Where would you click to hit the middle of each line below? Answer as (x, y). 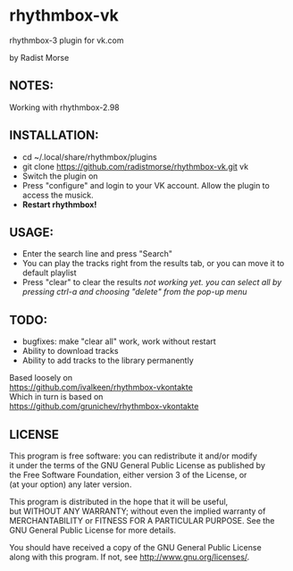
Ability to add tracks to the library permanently (108, 361)
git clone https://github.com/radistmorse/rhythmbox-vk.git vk (135, 166)
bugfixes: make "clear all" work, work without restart (119, 341)
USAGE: (32, 232)
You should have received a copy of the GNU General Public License (135, 547)
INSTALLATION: (54, 135)
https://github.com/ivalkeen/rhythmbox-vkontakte (101, 387)
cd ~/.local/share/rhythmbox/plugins (90, 156)
